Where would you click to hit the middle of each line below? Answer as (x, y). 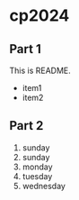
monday (37, 167)
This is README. (40, 70)
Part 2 (26, 126)
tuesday (37, 176)
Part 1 (26, 49)
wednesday (44, 186)
